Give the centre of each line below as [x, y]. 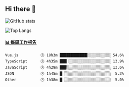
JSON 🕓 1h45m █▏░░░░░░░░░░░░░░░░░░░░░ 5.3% [65, 74]
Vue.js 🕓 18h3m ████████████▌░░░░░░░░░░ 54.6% [65, 55]
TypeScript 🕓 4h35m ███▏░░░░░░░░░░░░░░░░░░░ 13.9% [65, 61]
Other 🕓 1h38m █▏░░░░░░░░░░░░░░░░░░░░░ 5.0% [65, 80]
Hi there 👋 [21, 9]
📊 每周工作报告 [21, 42]
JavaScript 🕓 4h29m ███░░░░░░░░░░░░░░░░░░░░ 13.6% [65, 68]
